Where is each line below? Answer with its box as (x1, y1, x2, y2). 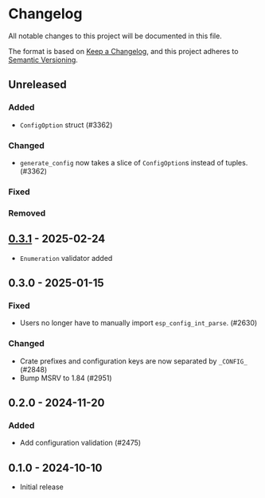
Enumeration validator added (19, 253, 113, 263)
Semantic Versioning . (8, 55, 78, 64)
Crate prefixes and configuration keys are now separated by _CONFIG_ (19, 356, 248, 366)
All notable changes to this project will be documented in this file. (8, 31, 223, 41)
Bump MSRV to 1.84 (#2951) (19, 373, 113, 383)
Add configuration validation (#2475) (19, 438, 142, 448)
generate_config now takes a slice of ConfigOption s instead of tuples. (19, 158, 248, 167)
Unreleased (8, 78, 68, 91)
